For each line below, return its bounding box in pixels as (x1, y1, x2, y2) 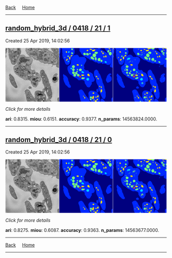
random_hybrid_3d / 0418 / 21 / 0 (5, 135, 112, 144)
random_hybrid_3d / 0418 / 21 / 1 (5, 24, 111, 33)
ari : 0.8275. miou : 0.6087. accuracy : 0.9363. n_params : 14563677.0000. (5, 227, 160, 233)
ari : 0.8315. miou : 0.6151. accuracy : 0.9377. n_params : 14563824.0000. (5, 115, 158, 122)
